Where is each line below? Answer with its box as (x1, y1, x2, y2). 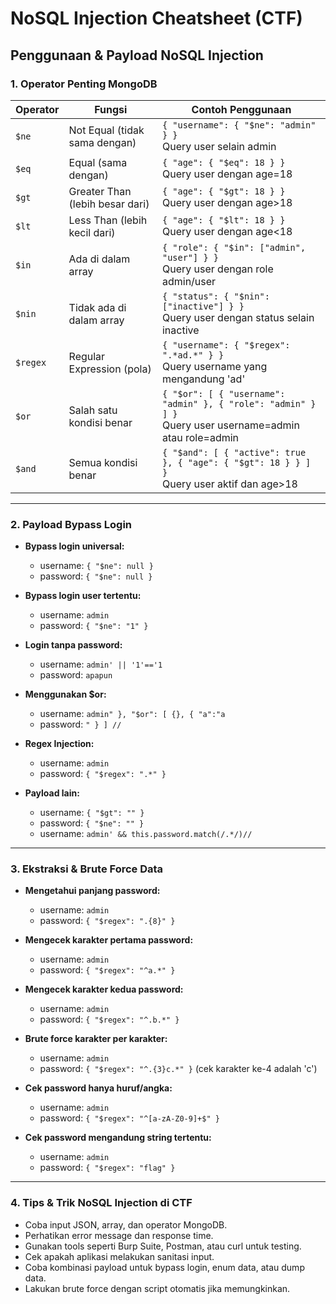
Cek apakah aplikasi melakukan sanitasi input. (24, 1250, 215, 1262)
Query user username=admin (161, 418, 300, 432)
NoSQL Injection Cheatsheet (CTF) (10, 7, 303, 30)
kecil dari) (68, 225, 116, 239)
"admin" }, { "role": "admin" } (161, 398, 317, 409)
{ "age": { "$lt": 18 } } (161, 214, 286, 226)
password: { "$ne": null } (39, 570, 153, 582)
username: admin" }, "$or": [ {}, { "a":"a (39, 708, 226, 720)
